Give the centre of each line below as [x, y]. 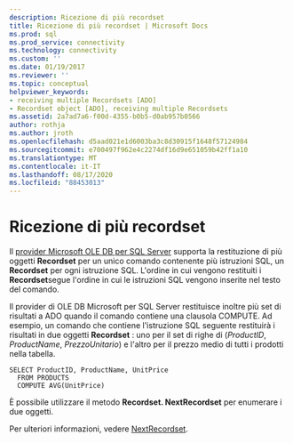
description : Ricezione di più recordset [87, 17]
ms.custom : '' [36, 59]
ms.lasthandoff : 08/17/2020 [61, 174]
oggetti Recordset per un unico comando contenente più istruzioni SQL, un [147, 261]
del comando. [34, 289]
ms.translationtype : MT [53, 158]
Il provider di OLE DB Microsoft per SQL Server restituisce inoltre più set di [145, 307]
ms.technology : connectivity [63, 51]
